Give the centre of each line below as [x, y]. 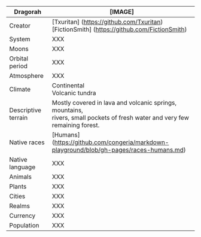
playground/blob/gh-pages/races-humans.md [118, 150]
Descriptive [25, 110]
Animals [20, 177]
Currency [22, 216]
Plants [18, 186]
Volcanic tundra [74, 93]
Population [24, 225]
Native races [27, 142]
